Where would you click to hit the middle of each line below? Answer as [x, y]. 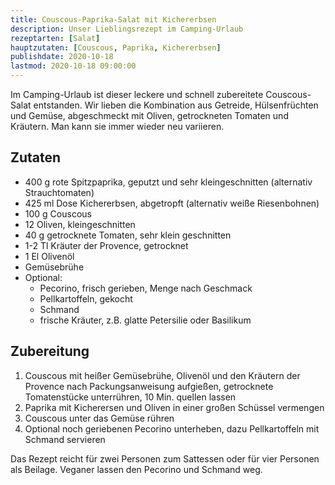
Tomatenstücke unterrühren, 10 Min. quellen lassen [130, 397]
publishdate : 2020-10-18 [62, 57]
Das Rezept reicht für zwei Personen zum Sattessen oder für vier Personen [165, 458]
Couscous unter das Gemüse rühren [99, 418]
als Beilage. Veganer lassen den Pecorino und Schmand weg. [136, 469]
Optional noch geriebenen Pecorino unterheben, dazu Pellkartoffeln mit [172, 428]
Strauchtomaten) [59, 192]
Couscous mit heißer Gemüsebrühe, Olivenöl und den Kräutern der [162, 375]
